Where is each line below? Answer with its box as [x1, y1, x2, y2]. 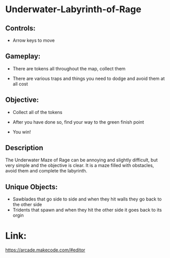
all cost [12, 80, 28, 87]
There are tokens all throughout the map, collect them [12, 65, 126, 72]
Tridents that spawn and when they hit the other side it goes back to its [12, 207, 162, 213]
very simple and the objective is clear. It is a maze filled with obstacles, [5, 162, 154, 168]
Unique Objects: [5, 182, 58, 191]
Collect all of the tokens [12, 109, 63, 115]
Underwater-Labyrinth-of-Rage [5, 4, 141, 15]
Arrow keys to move [12, 37, 55, 43]
